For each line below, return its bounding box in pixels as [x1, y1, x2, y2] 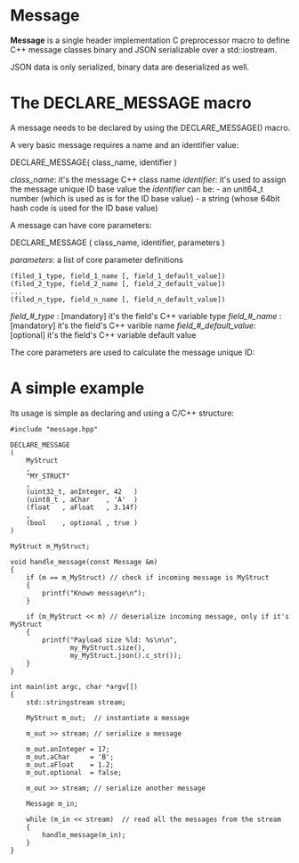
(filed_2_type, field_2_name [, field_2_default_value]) [10, 279, 226, 288]
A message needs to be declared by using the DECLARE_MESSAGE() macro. [10, 122, 291, 133]
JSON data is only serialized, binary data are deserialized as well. [10, 62, 250, 72]
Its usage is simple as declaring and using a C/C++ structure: [10, 407, 235, 418]
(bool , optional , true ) [26, 518, 139, 527]
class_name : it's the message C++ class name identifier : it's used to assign [10, 174, 287, 185]
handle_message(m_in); [42, 830, 126, 839]
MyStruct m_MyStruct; [10, 541, 91, 551]
